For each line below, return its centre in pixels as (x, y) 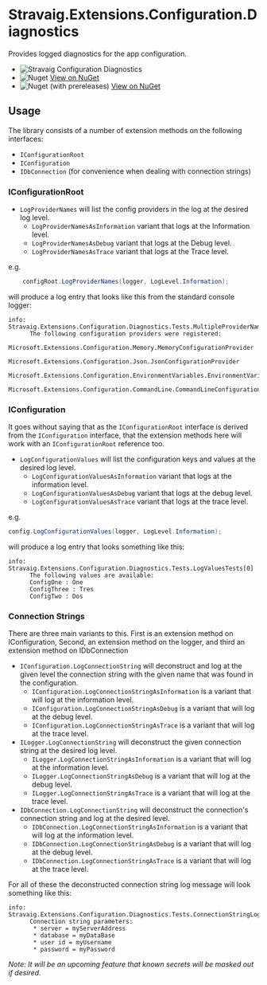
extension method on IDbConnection (68, 650)
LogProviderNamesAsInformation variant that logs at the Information (141, 226)
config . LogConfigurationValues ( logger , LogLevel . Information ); (115, 532)
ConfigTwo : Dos (56, 596)
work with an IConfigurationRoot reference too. (87, 444)
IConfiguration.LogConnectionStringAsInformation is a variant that (141, 692)
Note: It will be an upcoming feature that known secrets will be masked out (131, 964)
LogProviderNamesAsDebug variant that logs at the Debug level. (132, 243)
